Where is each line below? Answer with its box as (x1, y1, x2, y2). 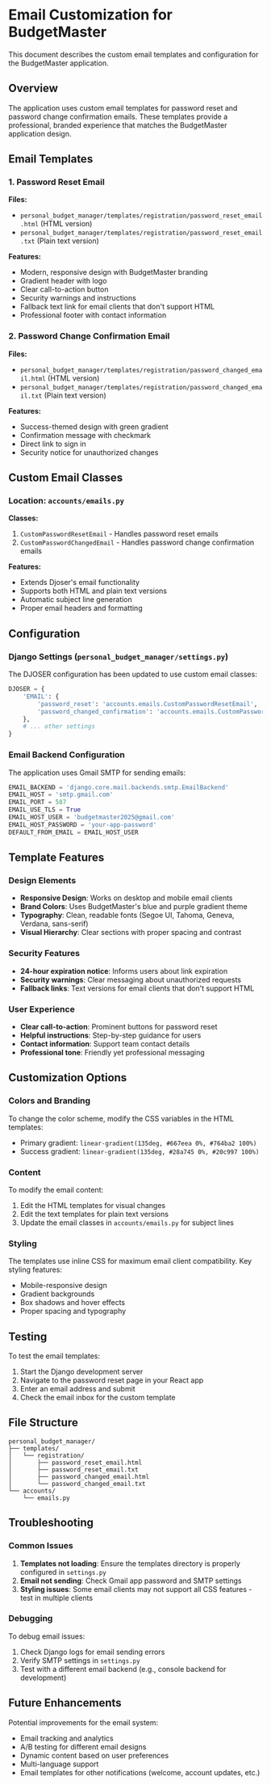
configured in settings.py (19, 1567, 106, 1577)
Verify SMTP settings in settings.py (19, 1655, 140, 1665)
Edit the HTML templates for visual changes (19, 1200, 166, 1210)
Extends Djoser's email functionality (19, 578, 140, 587)
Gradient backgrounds (19, 1289, 95, 1299)
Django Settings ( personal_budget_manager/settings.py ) (8, 650, 228, 662)
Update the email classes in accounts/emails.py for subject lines (19, 1218, 234, 1227)
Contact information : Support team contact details (19, 1038, 190, 1048)
